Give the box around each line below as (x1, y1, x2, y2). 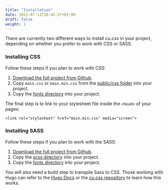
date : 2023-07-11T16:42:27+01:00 (5, 12, 76, 17)
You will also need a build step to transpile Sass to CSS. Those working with (5, 169, 163, 175)
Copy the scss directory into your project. (12, 154, 100, 160)
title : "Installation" (5, 7, 53, 13)
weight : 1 (5, 21, 26, 27)
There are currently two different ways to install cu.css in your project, (5, 35, 152, 41)
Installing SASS (5, 127, 44, 134)
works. (5, 180, 20, 186)
